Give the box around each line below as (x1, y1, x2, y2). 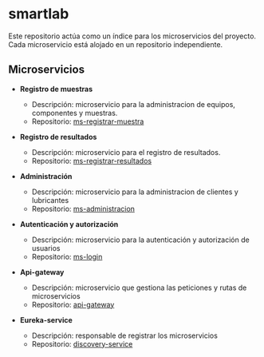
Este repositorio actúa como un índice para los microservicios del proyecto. (8, 31, 257, 41)
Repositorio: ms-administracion (31, 204, 136, 213)
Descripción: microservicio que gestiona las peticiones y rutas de (31, 283, 247, 292)
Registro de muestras (19, 84, 93, 93)
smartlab (8, 5, 69, 23)
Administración (19, 171, 73, 180)
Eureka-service (19, 315, 73, 324)
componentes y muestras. (31, 108, 118, 117)
